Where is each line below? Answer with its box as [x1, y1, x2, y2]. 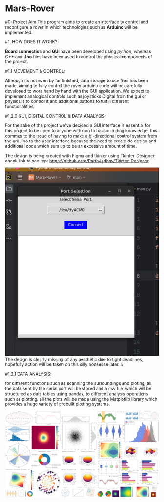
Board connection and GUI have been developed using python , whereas [5, 48, 151, 54]
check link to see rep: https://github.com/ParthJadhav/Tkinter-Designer [5, 158, 149, 163]
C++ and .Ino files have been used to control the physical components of [5, 53, 152, 59]
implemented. [5, 29, 33, 35]
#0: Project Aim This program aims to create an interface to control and [5, 19, 148, 25]
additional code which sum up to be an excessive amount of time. [5, 143, 137, 149]
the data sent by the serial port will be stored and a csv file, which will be [5, 386, 152, 392]
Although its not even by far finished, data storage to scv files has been [5, 78, 149, 83]
